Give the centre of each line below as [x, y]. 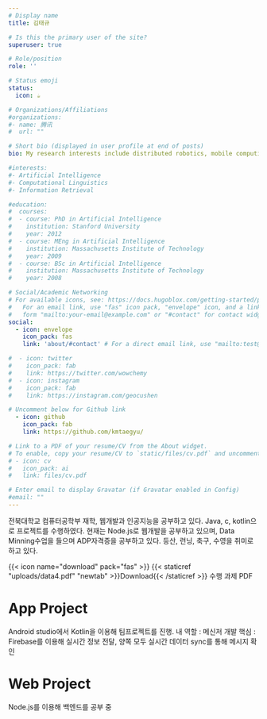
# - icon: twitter [41, 359]
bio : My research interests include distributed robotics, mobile [120, 154]
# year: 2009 [35, 256]
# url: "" [26, 132]
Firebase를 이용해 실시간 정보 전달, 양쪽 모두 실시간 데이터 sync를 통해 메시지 [128, 641]
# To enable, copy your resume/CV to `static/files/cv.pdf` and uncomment [135, 453]
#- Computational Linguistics [58, 183]
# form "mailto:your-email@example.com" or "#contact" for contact [126, 314]
